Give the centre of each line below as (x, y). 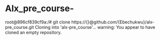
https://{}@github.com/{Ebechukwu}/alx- (113, 22)
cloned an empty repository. (33, 32)
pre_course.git (20, 27)
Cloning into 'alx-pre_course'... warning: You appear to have (95, 27)
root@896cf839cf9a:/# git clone (38, 22)
